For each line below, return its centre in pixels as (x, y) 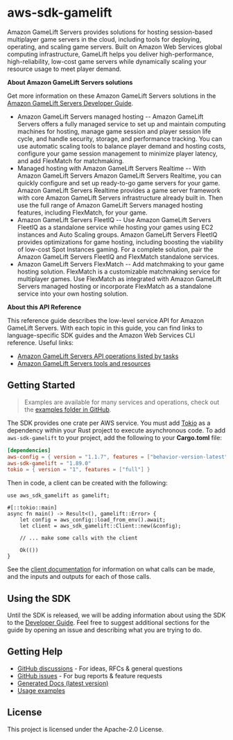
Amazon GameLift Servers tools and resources (84, 363)
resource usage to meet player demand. (64, 69)
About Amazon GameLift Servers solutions (70, 82)
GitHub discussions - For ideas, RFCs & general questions (100, 668)
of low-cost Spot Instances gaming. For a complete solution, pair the (115, 249)
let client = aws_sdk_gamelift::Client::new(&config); (101, 526)
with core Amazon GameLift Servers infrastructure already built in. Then (120, 197)
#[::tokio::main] (32, 508)
